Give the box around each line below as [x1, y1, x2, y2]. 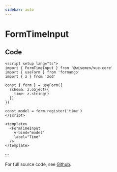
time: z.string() [14, 91, 50, 96]
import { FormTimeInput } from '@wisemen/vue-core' [5, 65, 113, 70]
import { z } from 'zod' [5, 74, 56, 79]
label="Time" [14, 134, 41, 139]
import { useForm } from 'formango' [5, 69, 80, 74]
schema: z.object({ [9, 87, 50, 92]
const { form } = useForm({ [5, 82, 63, 88]
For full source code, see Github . [5, 161, 72, 167]
